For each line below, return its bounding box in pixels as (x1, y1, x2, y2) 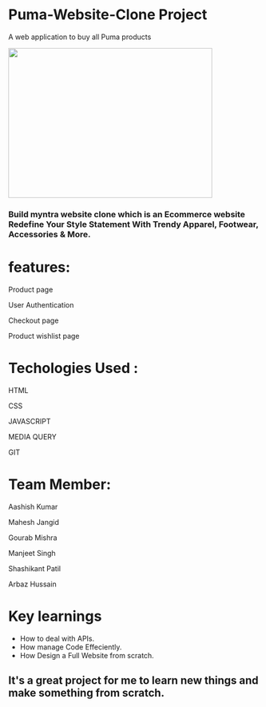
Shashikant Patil (8, 563, 62, 573)
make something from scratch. (8, 686, 165, 700)
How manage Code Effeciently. (19, 641, 122, 652)
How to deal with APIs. (19, 634, 94, 643)
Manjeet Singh (8, 548, 56, 558)
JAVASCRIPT (8, 416, 51, 426)
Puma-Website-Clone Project (8, 6, 208, 24)
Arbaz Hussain (8, 579, 58, 589)
